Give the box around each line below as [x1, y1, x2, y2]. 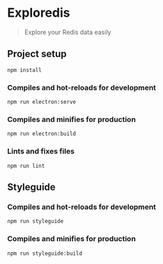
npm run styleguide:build [7, 249, 82, 257]
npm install [7, 66, 42, 74]
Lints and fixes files [7, 146, 75, 156]
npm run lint [7, 162, 45, 169]
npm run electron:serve [7, 99, 77, 106]
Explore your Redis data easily [24, 28, 111, 36]
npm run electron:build [7, 130, 77, 137]
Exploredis [7, 5, 70, 21]
